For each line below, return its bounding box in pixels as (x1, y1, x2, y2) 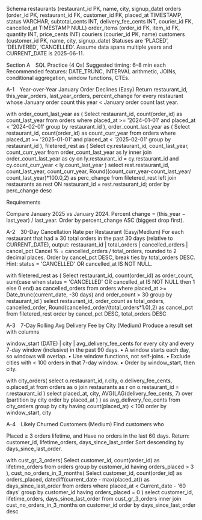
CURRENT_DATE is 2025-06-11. (6, 50, 84, 57)
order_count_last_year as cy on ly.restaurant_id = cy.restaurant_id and (6, 155, 179, 162)
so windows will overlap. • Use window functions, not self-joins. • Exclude (6, 353, 191, 359)
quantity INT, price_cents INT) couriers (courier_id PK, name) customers (6, 31, 185, 38)
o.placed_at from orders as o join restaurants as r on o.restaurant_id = (6, 384, 179, 390)
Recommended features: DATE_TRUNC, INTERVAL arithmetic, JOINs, (6, 68, 177, 75)
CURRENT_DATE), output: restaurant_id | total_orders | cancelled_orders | (6, 241, 188, 248)
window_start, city (6, 409, 52, 416)
